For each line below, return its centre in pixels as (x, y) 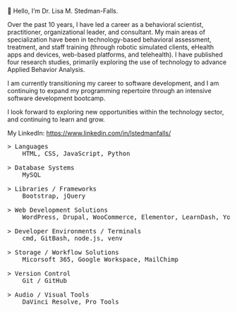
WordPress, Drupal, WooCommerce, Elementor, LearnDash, (121, 217)
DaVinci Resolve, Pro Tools (71, 302)
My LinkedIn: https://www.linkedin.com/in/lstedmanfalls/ (89, 133)
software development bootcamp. (56, 98)
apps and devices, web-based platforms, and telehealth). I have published (115, 54)
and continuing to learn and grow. (56, 119)
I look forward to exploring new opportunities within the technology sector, (116, 112)
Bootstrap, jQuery (54, 196)
